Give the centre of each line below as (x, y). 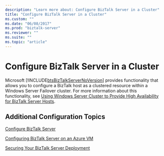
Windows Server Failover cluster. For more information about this (71, 91)
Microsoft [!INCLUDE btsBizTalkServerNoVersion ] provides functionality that (82, 80)
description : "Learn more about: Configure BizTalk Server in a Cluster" (82, 10)
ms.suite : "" (18, 38)
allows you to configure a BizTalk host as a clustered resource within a (76, 85)
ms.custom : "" (20, 19)
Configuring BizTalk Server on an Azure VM (49, 138)
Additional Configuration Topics (55, 117)
